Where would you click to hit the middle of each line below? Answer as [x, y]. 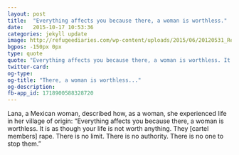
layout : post [27, 14]
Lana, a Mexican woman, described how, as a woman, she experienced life [117, 114]
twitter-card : [28, 67]
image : [17, 41]
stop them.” [24, 144]
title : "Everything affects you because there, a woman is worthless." [117, 21]
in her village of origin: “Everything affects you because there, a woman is [116, 121]
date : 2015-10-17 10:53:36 [51, 27]
